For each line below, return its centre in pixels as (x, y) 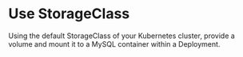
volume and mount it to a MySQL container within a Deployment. (114, 44)
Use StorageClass (69, 14)
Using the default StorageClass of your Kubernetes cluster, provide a (122, 36)
